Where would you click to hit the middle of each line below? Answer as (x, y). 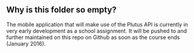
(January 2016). (26, 43)
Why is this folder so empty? (62, 10)
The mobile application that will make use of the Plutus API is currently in (97, 24)
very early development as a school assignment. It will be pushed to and (97, 31)
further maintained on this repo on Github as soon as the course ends (93, 37)
